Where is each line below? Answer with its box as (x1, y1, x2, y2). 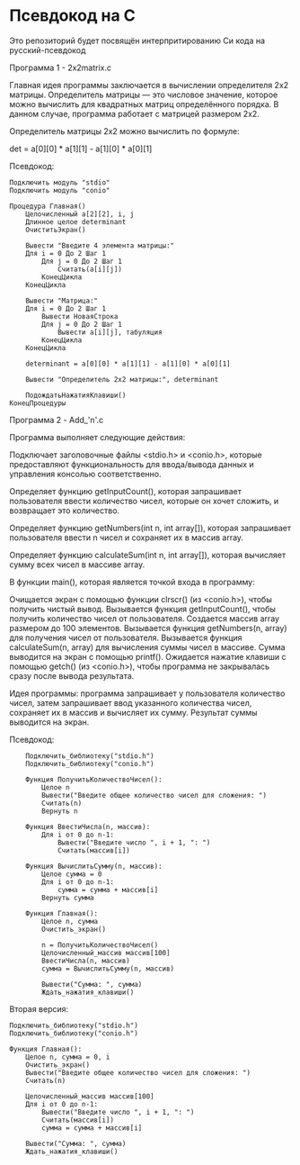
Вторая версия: (9, 1003, 69, 1014)
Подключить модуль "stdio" (9, 177, 110, 187)
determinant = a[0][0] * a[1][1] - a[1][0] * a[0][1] (25, 359, 231, 368)
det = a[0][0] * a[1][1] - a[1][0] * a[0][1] (9, 143, 153, 154)
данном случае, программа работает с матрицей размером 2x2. (9, 108, 260, 119)
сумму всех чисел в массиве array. (9, 559, 146, 570)
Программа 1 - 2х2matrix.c (9, 62, 112, 73)
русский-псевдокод (9, 44, 86, 55)
